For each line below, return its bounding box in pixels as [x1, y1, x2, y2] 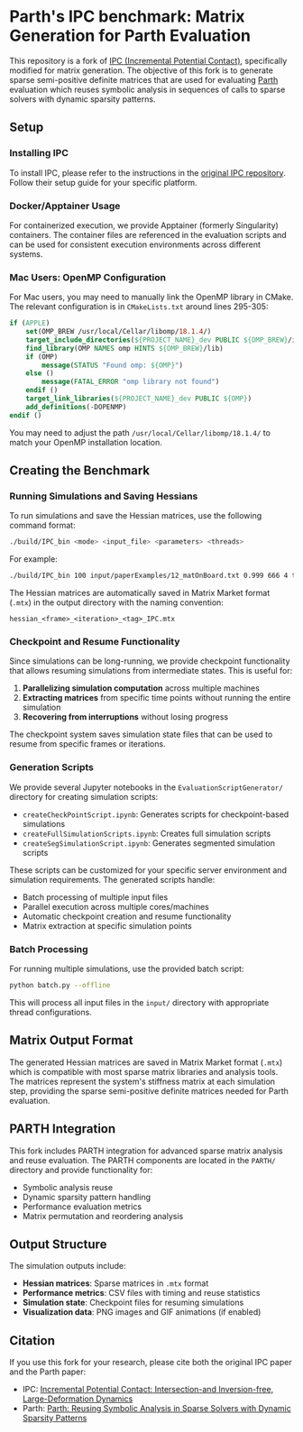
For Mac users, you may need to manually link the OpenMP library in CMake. [9, 291, 294, 303]
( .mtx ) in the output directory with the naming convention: [9, 597, 224, 608]
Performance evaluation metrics [22, 1201, 142, 1212]
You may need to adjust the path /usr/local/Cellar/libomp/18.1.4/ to [9, 427, 271, 438]
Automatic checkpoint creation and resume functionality [22, 911, 232, 922]
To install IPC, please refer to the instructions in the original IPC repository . [9, 167, 286, 178]
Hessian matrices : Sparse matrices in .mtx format [22, 1278, 209, 1289]
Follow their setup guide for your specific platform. [9, 177, 197, 188]
